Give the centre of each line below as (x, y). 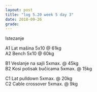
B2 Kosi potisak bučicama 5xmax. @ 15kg (49, 69)
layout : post (19, 10)
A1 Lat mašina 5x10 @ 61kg (34, 48)
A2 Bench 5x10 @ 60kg (30, 54)
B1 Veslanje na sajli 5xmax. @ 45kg (42, 63)
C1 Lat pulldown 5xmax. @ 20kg (39, 78)
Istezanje (15, 38)
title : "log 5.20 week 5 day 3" (39, 15)
